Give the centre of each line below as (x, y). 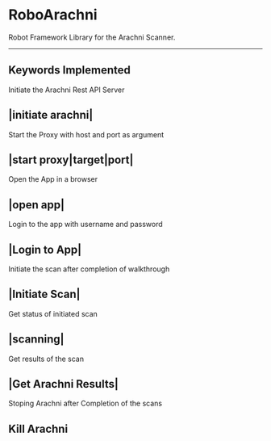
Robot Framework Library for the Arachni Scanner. (92, 37)
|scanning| (36, 340)
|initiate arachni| (51, 115)
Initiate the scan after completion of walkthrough (89, 269)
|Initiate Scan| (44, 294)
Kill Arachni (38, 428)
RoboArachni (53, 15)
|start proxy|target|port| (71, 160)
